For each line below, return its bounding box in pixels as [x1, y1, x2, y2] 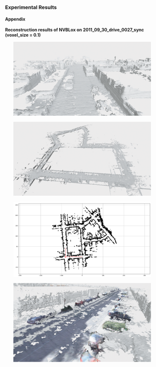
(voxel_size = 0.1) [5, 32, 41, 38]
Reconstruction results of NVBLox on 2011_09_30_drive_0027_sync [5, 27, 144, 33]
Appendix [5, 16, 25, 22]
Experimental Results [5, 4, 57, 11]
